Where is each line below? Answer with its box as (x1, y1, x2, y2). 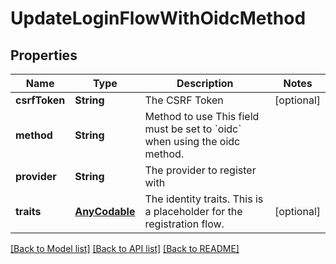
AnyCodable (74, 205, 136, 218)
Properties (10, 47, 78, 64)
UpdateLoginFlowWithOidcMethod (10, 7, 307, 30)
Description (176, 77, 234, 90)
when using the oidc (144, 135, 241, 148)
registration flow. (144, 217, 225, 231)
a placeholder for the (144, 205, 243, 218)
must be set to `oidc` (144, 122, 242, 136)
